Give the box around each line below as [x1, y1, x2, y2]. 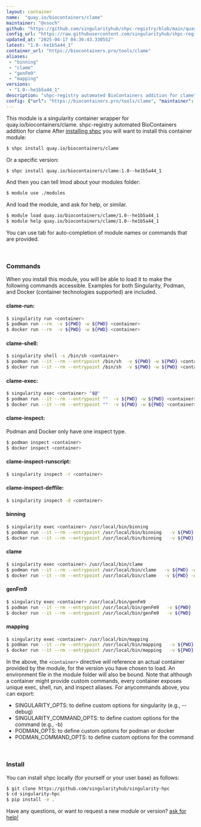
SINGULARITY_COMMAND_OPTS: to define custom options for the [14, 715, 179, 722]
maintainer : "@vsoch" [6, 20, 60, 26]
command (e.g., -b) [14, 721, 63, 728]
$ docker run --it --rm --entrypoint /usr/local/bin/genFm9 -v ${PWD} [6, 610, 191, 616]
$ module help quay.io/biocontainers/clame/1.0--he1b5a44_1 [6, 218, 160, 224]
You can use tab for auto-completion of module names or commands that [6, 229, 187, 236]
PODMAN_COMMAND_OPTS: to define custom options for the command [14, 733, 194, 741]
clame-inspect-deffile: [6, 484, 64, 492]
